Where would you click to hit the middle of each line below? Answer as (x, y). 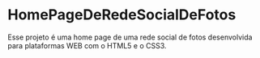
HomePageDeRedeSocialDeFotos (122, 15)
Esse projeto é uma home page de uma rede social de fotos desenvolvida (130, 37)
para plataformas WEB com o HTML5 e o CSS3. (87, 45)
